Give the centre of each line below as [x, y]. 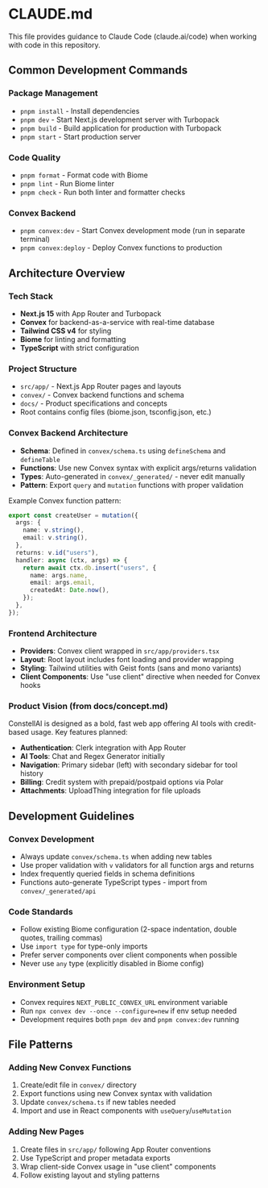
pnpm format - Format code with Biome [84, 175]
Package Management [53, 94]
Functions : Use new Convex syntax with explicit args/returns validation [138, 468]
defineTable [40, 460]
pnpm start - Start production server [80, 136]
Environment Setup [47, 985]
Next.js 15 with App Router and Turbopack [91, 313]
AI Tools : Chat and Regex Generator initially [92, 757]
